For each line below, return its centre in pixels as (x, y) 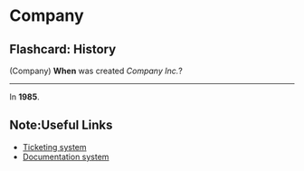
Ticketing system (55, 147)
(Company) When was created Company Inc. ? (96, 71)
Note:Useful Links (61, 125)
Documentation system (66, 157)
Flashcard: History (63, 49)
